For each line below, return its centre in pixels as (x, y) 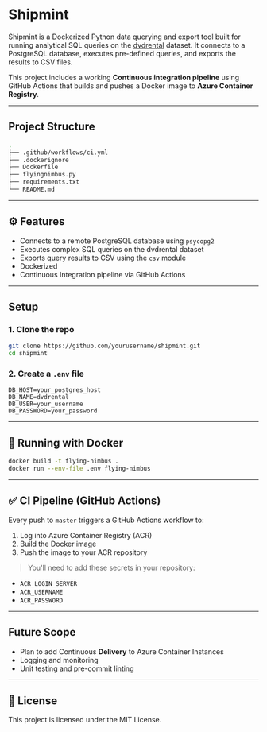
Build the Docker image (58, 544)
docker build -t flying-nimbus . (64, 461)
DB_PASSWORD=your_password (53, 411)
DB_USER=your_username (46, 404)
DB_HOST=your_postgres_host (55, 390)
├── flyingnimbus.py (43, 175)
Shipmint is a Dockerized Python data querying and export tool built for (124, 37)
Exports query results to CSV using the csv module (103, 258)
